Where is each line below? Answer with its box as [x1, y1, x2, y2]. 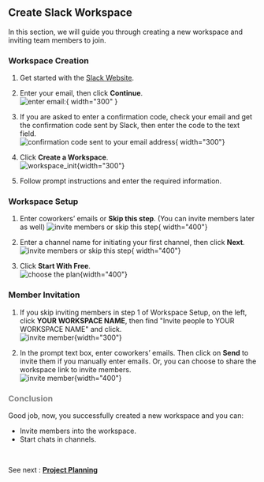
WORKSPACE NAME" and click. [19, 324, 122, 333]
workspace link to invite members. [19, 364, 132, 374]
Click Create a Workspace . [19, 153, 109, 162]
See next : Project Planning [8, 465, 99, 474]
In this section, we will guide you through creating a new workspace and [8, 27, 243, 36]
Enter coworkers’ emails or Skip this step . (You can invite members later [19, 214, 255, 224]
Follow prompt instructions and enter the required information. [19, 176, 222, 186]
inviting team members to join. [8, 35, 106, 45]
